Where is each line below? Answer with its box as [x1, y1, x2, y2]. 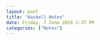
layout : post [6, 8, 39, 15]
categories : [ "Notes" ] [6, 25, 62, 31]
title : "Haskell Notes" [6, 14, 65, 20]
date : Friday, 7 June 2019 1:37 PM [6, 19, 95, 25]
